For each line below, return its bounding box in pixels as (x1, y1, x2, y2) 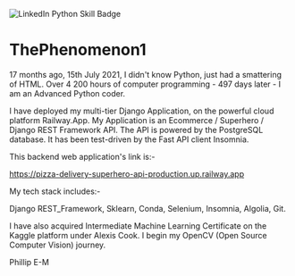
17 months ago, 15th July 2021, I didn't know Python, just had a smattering (9, 69, 282, 79)
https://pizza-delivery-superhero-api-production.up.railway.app (9, 168, 244, 179)
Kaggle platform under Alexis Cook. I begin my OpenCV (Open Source (9, 230, 267, 240)
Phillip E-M (9, 256, 49, 267)
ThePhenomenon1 (9, 40, 147, 60)
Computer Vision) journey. (9, 239, 106, 250)
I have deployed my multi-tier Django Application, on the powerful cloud (9, 105, 274, 116)
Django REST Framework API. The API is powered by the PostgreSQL (9, 124, 264, 135)
